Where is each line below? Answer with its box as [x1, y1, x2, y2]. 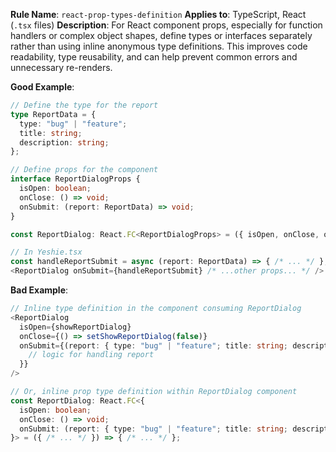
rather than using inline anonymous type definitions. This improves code [10, 40, 308, 52]
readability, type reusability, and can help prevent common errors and [10, 51, 298, 63]
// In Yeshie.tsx [10, 247, 83, 258]
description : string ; [19, 137, 110, 148]
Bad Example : [10, 284, 69, 296]
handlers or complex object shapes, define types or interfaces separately [10, 30, 313, 41]
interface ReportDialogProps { [10, 174, 141, 184]
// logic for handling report [28, 350, 155, 360]
